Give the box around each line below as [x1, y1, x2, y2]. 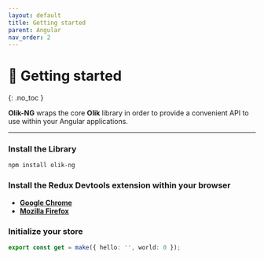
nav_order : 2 [8, 33, 51, 42]
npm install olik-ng [8, 162, 76, 170]
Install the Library [8, 144, 77, 155]
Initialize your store [8, 225, 84, 236]
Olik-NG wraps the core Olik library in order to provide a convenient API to [8, 108, 249, 118]
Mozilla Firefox [19, 206, 69, 216]
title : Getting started [8, 19, 86, 27]
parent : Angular [8, 26, 61, 34]
